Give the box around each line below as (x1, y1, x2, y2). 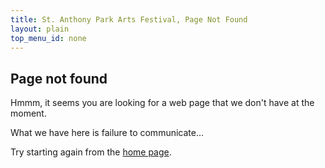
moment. (10, 107, 47, 120)
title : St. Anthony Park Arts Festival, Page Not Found (10, 14, 248, 25)
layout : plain (10, 24, 70, 34)
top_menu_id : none (10, 33, 87, 43)
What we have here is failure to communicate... (10, 127, 205, 139)
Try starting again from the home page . (10, 146, 172, 158)
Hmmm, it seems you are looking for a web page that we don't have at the (10, 97, 315, 109)
